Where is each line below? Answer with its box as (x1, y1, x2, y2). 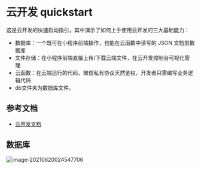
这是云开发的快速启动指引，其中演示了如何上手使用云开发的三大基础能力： (6, 26, 190, 34)
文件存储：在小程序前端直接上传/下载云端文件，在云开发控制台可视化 (14, 54, 185, 61)
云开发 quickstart (6, 5, 93, 19)
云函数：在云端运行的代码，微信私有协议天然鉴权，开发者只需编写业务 (14, 69, 188, 76)
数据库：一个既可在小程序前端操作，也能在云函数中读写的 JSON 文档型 (14, 39, 190, 46)
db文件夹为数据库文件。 (14, 84, 74, 91)
